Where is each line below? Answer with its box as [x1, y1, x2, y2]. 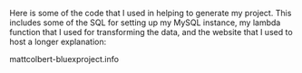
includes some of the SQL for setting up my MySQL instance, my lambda [9, 17, 281, 28]
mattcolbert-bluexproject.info [9, 54, 120, 64]
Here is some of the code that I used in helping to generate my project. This [9, 8, 292, 18]
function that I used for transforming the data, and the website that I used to [9, 27, 293, 37]
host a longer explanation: [9, 36, 107, 47]
